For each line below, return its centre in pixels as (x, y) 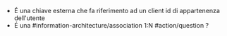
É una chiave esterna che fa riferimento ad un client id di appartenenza (117, 11)
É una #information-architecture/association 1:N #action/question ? (111, 25)
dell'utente (30, 18)
